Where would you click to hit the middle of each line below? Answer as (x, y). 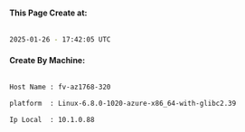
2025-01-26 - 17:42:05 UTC (60, 40)
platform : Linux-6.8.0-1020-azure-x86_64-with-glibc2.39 (123, 104)
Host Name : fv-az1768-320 (60, 87)
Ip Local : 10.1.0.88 (52, 120)
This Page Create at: (48, 13)
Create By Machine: (47, 60)
